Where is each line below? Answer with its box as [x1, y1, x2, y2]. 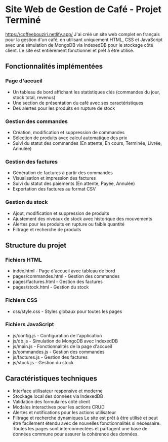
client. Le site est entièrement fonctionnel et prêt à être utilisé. [5, 47, 135, 53]
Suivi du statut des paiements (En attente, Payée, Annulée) [12, 180, 135, 186]
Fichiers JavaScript [5, 321, 54, 328]
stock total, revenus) [12, 94, 56, 100]
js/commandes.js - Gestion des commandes [12, 349, 105, 355]
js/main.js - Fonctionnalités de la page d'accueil [12, 343, 112, 349]
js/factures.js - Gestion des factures [12, 354, 88, 360]
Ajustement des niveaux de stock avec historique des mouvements [12, 215, 153, 222]
